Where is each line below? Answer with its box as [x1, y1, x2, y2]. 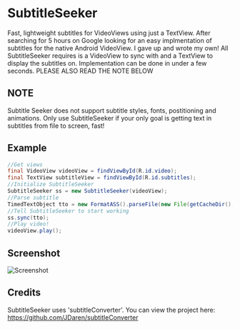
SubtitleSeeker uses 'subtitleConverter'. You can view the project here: [7, 305, 216, 314]
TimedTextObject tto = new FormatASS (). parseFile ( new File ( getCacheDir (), [7, 201, 235, 208]
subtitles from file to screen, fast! [7, 121, 105, 130]
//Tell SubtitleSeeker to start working [7, 207, 130, 215]
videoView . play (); [7, 227, 62, 235]
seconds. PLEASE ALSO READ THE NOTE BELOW [7, 66, 154, 75]
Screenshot [7, 247, 61, 259]
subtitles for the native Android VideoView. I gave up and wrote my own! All [7, 44, 229, 52]
